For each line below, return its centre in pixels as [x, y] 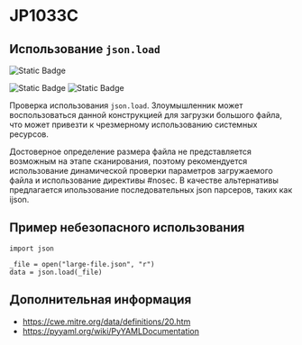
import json [32, 249]
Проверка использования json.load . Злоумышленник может [126, 105]
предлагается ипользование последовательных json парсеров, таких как [151, 190]
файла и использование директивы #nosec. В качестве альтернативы [144, 180]
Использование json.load [85, 49]
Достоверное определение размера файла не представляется [131, 151]
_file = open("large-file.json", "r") [82, 264]
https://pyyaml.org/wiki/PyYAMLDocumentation [111, 331]
